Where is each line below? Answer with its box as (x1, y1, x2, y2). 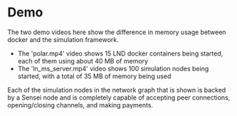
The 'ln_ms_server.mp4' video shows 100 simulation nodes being (17, 64, 209, 73)
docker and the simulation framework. (7, 35, 119, 43)
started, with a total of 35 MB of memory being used (17, 72, 172, 80)
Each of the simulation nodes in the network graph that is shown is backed (7, 85, 226, 94)
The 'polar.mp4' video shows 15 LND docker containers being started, (17, 49, 223, 58)
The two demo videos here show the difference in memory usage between (7, 28, 226, 36)
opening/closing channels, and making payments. (7, 100, 154, 109)
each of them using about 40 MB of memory (17, 56, 148, 65)
